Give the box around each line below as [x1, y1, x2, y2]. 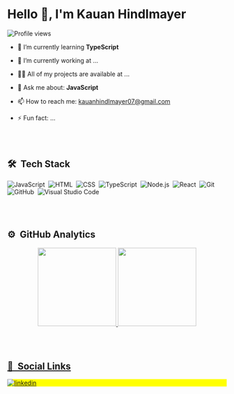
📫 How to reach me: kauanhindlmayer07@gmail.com [17, 97, 171, 105]
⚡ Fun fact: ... [17, 113, 56, 122]
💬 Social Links [7, 360, 71, 372]
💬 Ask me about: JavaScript [17, 83, 99, 91]
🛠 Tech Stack [7, 158, 71, 170]
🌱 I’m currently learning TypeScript [17, 42, 119, 51]
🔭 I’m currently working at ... [17, 56, 99, 65]
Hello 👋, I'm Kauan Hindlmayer [7, 6, 187, 22]
